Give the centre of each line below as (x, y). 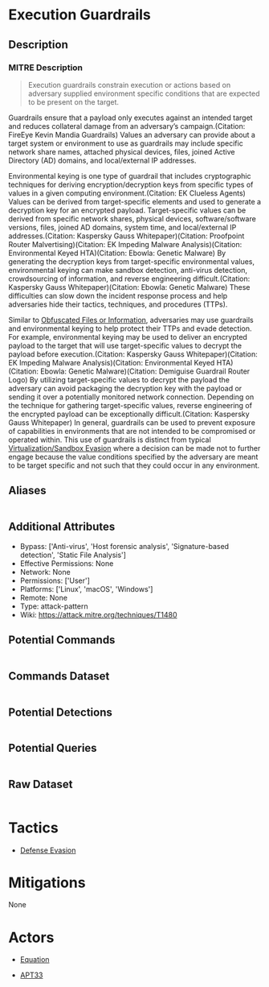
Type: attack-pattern (54, 606)
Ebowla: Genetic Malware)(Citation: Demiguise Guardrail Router (145, 371)
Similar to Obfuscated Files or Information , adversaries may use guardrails (131, 320)
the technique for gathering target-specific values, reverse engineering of (130, 405)
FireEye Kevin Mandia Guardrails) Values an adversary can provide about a (132, 134)
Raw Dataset (41, 785)
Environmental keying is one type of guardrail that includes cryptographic (130, 176)
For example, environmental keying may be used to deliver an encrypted (128, 337)
